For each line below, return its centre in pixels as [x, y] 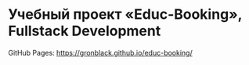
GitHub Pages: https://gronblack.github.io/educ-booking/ [101, 52]
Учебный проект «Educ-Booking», [125, 14]
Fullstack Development [85, 31]
